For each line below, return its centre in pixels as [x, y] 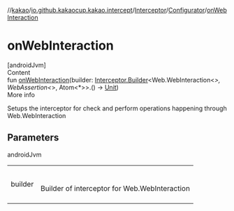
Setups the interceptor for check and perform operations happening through [117, 108]
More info [21, 94]
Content [19, 72]
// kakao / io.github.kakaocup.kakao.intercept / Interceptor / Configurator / [107, 10]
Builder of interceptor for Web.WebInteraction [116, 188]
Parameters [33, 138]
